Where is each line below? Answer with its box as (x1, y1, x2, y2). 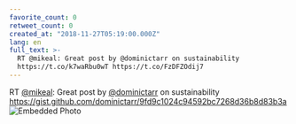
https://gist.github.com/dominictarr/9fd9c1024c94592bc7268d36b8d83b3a (9, 96, 287, 106)
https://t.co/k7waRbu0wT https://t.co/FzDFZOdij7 (17, 63, 204, 72)
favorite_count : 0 (9, 12, 77, 22)
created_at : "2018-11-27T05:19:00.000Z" (9, 29, 161, 38)
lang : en (9, 37, 42, 47)
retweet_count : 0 (9, 21, 74, 30)
